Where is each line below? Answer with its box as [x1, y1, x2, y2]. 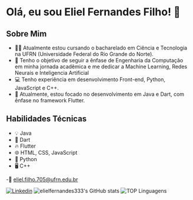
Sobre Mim [6, 29, 47, 39]
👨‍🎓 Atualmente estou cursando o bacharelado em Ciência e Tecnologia [14, 44, 187, 51]
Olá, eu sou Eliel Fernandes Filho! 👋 [6, 5, 181, 19]
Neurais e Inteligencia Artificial [14, 69, 89, 76]
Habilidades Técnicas [6, 114, 87, 124]
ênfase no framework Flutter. [14, 97, 85, 104]
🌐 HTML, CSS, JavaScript [14, 149, 78, 156]
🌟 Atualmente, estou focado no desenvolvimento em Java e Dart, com [14, 91, 184, 98]
